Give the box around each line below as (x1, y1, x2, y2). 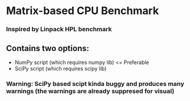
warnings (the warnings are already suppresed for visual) (6, 87, 175, 95)
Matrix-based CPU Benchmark (6, 4, 159, 18)
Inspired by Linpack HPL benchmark (6, 25, 112, 33)
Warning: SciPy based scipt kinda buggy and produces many (6, 79, 185, 87)
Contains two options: (6, 43, 90, 53)
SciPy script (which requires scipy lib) (14, 65, 107, 72)
